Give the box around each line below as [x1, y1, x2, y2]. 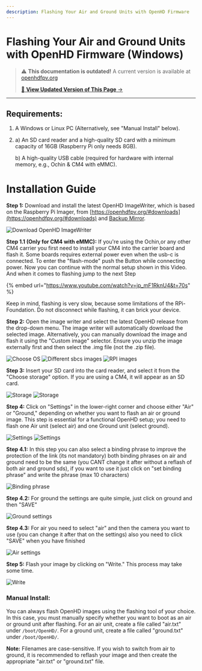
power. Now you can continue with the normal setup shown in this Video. [6, 263, 188, 271]
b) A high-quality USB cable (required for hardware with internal [14, 154, 174, 162]
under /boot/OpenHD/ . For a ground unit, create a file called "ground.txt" [6, 626, 183, 634]
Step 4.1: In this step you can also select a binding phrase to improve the [6, 446, 186, 453]
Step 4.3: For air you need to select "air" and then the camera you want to [6, 525, 191, 532]
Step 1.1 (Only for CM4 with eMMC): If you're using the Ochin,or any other [6, 238, 191, 245]
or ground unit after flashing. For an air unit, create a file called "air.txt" [6, 620, 182, 628]
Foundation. [6, 306, 36, 313]
